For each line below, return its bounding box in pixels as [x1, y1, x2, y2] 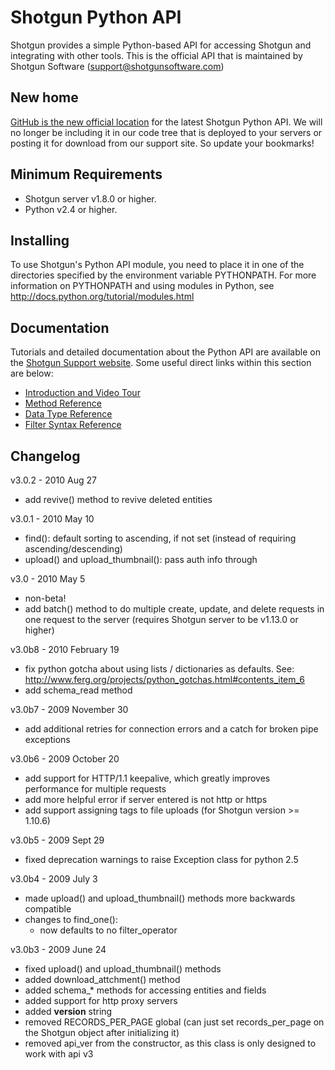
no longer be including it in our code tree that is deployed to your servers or [10, 126, 323, 138]
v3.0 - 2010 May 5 [10, 573, 86, 585]
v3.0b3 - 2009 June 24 [10, 944, 107, 955]
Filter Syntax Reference [24, 419, 122, 431]
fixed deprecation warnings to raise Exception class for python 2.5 [24, 854, 299, 865]
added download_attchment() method [24, 974, 181, 985]
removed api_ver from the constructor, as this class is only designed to [24, 1037, 317, 1049]
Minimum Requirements [10, 166, 163, 183]
